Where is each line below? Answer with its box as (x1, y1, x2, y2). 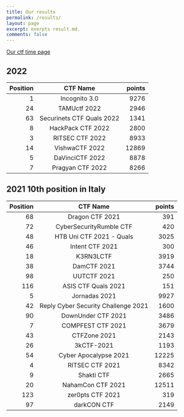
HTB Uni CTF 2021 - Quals (54, 232, 133, 240)
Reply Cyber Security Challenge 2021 (39, 301, 149, 310)
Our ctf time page (6, 48, 51, 55)
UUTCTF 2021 (73, 272, 116, 280)
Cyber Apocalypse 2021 (58, 351, 130, 359)
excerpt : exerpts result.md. (6, 26, 80, 32)
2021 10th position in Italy (6, 184, 106, 195)
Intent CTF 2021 (69, 242, 118, 250)
